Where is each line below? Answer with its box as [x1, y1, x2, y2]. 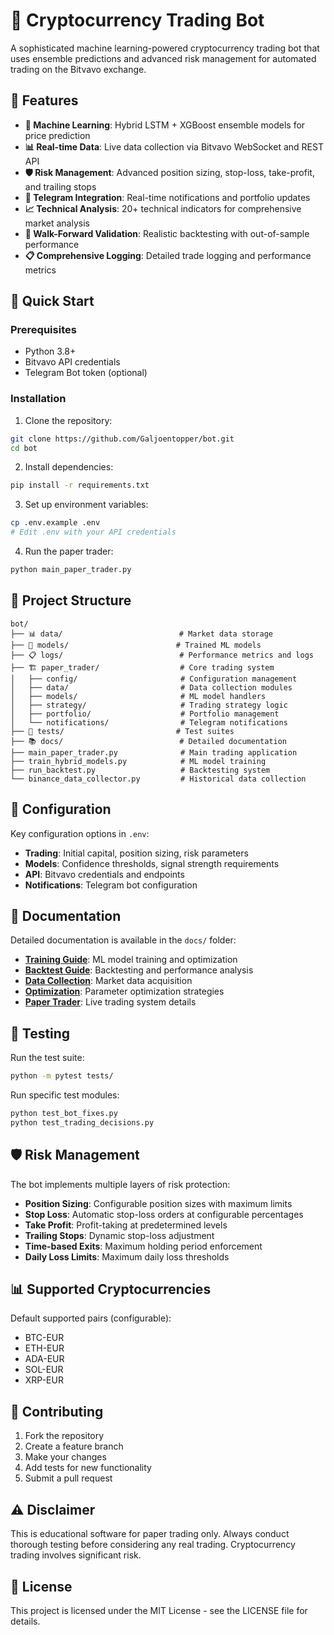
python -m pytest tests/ [10, 1071, 114, 1081]
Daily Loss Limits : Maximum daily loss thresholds [24, 1250, 230, 1263]
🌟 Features [10, 92, 79, 109]
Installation [10, 392, 67, 406]
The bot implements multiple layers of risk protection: [10, 1178, 231, 1190]
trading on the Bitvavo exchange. [10, 63, 147, 75]
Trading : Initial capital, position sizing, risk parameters [24, 847, 249, 859]
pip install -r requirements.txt [10, 480, 150, 491]
